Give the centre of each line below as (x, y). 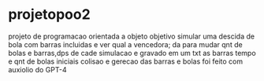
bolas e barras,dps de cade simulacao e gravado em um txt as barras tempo (132, 53)
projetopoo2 (49, 15)
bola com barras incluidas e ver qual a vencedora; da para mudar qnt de (125, 44)
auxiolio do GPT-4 (37, 69)
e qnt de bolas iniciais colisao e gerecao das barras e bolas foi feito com (126, 61)
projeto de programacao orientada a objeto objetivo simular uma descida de (131, 36)
